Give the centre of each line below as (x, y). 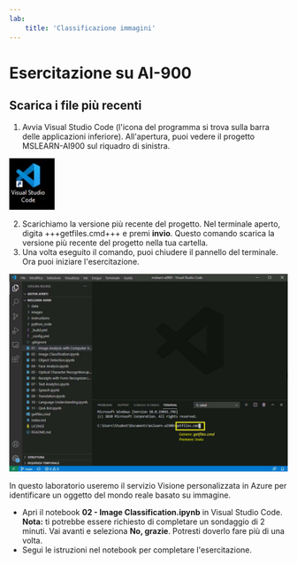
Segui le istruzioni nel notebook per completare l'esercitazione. (137, 550)
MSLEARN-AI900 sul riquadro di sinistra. (96, 145)
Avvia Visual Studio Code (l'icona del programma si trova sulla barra (145, 127)
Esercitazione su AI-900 (100, 73)
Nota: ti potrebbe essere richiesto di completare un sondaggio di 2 (143, 522)
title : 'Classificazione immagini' (91, 28)
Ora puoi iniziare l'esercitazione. (80, 261)
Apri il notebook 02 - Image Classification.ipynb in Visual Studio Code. (152, 512)
